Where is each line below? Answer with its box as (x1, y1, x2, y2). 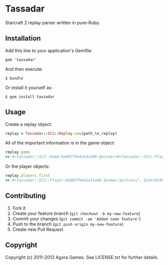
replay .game (5, 150, 30, 155)
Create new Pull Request (12, 226, 63, 232)
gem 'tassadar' (5, 57, 37, 62)
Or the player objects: (5, 164, 50, 170)
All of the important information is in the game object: (5, 140, 115, 146)
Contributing (5, 192, 46, 200)
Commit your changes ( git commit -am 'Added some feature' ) (12, 215, 141, 221)
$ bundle (5, 76, 23, 81)
